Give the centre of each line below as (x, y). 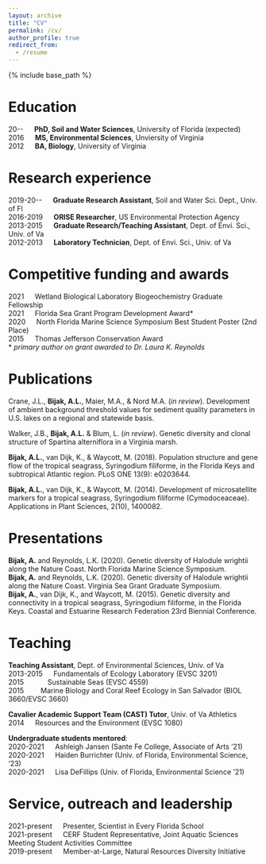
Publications (50, 379)
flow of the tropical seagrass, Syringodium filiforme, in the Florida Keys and (132, 465)
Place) (19, 330)
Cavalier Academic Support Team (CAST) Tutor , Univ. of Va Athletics (123, 714)
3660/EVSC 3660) (39, 699)
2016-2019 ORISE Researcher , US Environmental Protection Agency (124, 217)
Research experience (80, 178)
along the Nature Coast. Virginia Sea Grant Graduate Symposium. (115, 585)
